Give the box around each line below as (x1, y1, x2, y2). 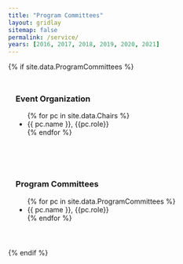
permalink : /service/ (8, 33, 79, 42)
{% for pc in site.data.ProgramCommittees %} (27, 197, 176, 206)
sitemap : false (8, 26, 58, 34)
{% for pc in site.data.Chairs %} (27, 111, 130, 121)
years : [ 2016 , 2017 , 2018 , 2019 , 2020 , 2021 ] (8, 41, 160, 49)
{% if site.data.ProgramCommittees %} (8, 62, 134, 71)
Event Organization (15, 93, 91, 104)
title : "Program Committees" (8, 11, 104, 20)
